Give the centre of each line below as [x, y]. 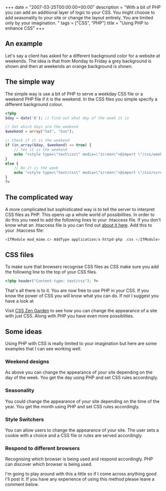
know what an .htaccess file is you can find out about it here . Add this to [79, 225]
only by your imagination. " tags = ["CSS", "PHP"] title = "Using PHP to [77, 23]
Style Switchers [25, 419]
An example [24, 44]
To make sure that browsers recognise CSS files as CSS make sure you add [82, 267]
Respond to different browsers [42, 448]
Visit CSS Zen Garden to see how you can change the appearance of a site [81, 311]
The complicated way [39, 197]
